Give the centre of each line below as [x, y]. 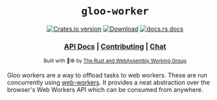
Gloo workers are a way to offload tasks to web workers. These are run [107, 76]
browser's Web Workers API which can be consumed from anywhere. [105, 90]
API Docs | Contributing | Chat [115, 46]
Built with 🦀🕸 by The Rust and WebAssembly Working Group [115, 61]
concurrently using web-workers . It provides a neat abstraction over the [108, 82]
